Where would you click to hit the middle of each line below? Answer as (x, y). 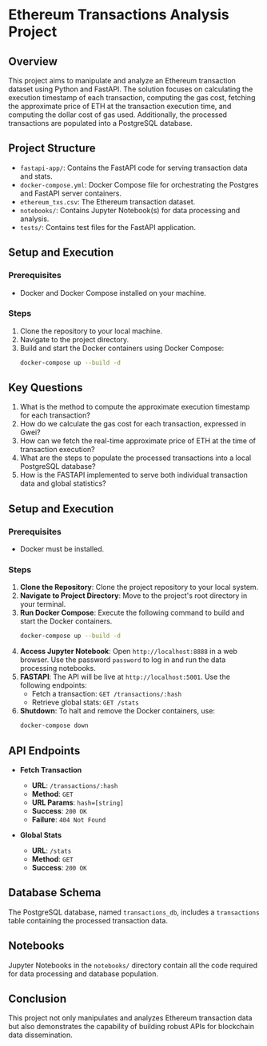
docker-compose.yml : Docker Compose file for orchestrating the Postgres (139, 184)
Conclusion (38, 999)
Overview (33, 61)
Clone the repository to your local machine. (91, 331)
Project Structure (52, 149)
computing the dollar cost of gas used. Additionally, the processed (118, 115)
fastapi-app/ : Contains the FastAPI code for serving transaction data (133, 168)
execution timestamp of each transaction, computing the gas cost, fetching (132, 97)
